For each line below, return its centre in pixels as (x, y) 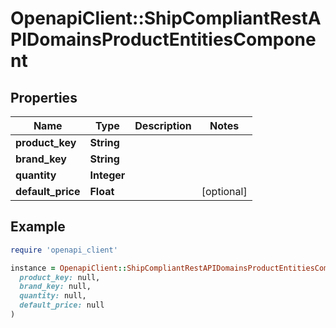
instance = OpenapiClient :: (69, 268)
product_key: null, (60, 277)
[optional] (224, 191)
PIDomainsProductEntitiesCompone (163, 39)
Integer (107, 175)
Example (38, 227)
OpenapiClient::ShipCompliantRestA (166, 18)
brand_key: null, (55, 287)
